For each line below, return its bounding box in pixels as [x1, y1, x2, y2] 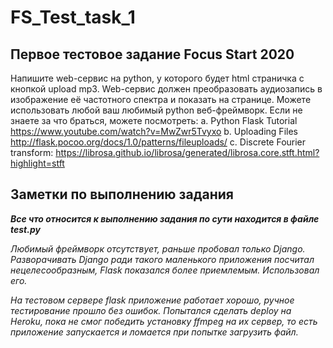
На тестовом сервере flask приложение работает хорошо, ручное [10, 294, 295, 306]
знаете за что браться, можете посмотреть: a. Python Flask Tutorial [10, 115, 298, 126]
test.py [10, 223, 41, 235]
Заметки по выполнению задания [10, 186, 234, 203]
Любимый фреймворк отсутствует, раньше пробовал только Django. [10, 242, 306, 255]
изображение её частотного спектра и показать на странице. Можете [10, 94, 312, 105]
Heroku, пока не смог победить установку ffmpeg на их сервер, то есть [10, 315, 318, 327]
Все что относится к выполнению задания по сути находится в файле [10, 212, 320, 225]
